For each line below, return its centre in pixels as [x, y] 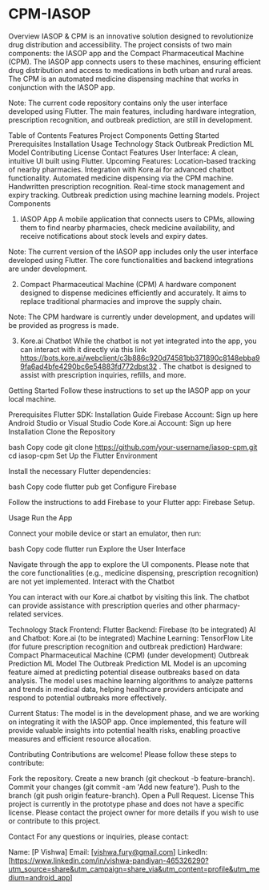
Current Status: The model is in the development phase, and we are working [134, 713]
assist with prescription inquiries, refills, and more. [103, 374]
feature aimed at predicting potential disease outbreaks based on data [124, 672]
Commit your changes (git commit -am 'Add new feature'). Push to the [124, 787]
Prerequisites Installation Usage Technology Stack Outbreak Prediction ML [131, 144]
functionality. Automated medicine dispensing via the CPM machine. [121, 178]
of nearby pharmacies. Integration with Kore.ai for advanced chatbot [121, 169]
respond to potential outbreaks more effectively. [88, 698]
